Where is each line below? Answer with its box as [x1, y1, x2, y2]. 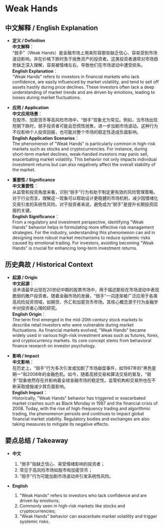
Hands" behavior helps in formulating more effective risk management [12, 224, 154, 230]
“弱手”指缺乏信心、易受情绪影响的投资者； [19, 461, 105, 467]
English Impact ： [12, 389, 48, 395]
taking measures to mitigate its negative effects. [12, 421, 109, 427]
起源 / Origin [12, 274, 38, 280]
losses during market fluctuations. [12, 95, 81, 100]
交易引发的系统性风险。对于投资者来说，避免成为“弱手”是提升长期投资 [12, 201, 154, 207]
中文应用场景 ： [12, 111, 43, 117]
